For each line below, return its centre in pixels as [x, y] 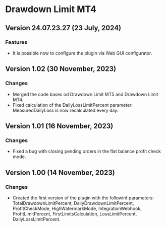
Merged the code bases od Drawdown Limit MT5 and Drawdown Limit [85, 94]
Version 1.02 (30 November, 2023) [61, 69]
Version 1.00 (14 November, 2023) [60, 172]
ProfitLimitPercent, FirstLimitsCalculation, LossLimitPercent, [75, 214]
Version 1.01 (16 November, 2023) [59, 126]
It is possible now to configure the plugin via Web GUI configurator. [82, 53]
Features [16, 42]
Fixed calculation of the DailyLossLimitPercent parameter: [72, 105]
